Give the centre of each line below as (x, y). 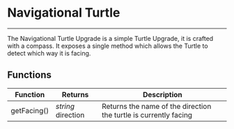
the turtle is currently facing (147, 114)
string (65, 106)
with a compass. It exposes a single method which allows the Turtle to (108, 46)
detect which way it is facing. (49, 53)
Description (162, 94)
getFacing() (30, 110)
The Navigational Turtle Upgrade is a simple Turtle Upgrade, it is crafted (110, 38)
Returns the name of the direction (157, 106)
